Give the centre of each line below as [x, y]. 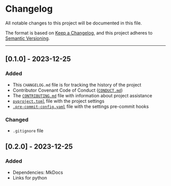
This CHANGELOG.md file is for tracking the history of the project [77, 85]
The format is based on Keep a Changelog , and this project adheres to [79, 33]
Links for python [30, 178]
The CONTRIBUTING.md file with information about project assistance [82, 95]
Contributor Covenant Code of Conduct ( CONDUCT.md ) [68, 90]
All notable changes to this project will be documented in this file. [74, 23]
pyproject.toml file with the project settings [59, 101]
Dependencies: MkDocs [38, 172]
